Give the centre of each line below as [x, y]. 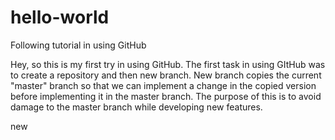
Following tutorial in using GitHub [78, 45]
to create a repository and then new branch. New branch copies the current [166, 75]
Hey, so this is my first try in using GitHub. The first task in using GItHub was [168, 64]
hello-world [60, 17]
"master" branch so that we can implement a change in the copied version [163, 85]
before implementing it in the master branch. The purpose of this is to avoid [166, 96]
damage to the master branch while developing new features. [136, 107]
